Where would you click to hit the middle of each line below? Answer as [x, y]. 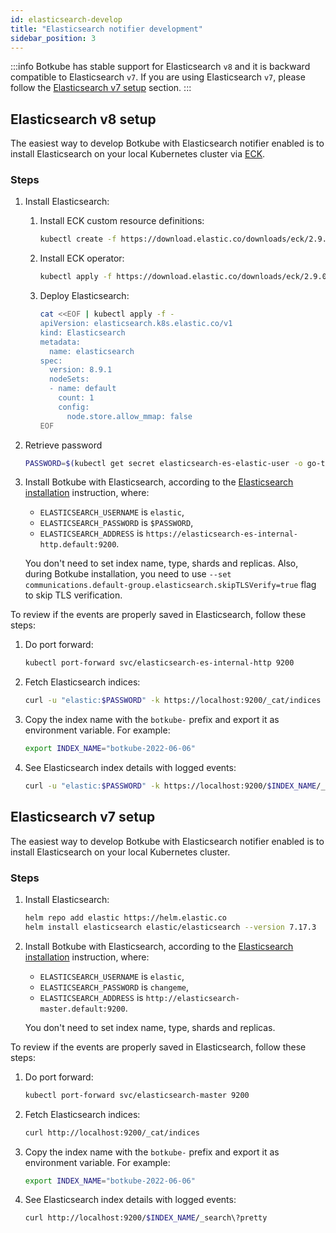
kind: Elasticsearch [82, 332]
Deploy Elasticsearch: [84, 296]
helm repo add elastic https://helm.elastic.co [125, 918]
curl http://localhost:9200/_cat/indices [112, 1132]
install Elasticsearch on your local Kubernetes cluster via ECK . [138, 154]
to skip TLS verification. [73, 595]
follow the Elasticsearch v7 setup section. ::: [101, 88]
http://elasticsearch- [192, 998]
